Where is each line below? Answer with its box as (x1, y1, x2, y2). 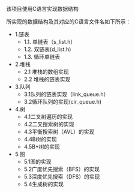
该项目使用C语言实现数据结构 (6, 5, 79, 12)
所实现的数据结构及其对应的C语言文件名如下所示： (6, 18, 131, 25)
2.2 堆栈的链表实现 (23, 76, 71, 83)
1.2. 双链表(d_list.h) (23, 46, 71, 53)
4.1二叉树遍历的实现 (23, 113, 73, 120)
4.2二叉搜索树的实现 (23, 120, 74, 128)
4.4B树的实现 (23, 135, 57, 143)
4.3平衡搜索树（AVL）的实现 (23, 128, 95, 135)
